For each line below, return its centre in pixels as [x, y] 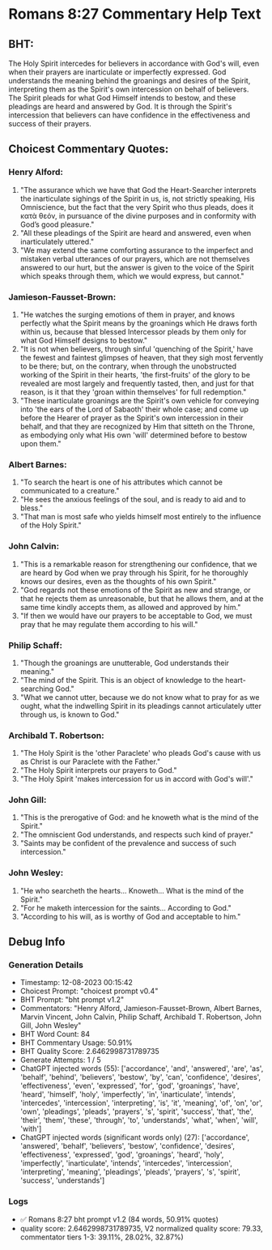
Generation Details [46, 965]
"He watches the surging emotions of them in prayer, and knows [127, 314]
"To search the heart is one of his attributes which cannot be [121, 482]
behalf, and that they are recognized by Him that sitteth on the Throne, [137, 426]
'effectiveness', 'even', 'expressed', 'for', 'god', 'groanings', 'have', [130, 1086]
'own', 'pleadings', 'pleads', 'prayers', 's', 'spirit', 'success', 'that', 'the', [136, 1111]
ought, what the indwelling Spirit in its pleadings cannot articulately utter [140, 706]
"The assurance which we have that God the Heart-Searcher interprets [138, 190]
